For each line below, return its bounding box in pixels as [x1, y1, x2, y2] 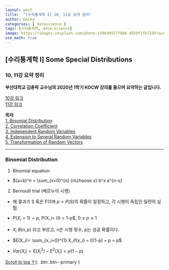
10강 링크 [5, 95, 24, 101]
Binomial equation [12, 167, 50, 174]
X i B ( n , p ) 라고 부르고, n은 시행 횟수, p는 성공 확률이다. [12, 226, 120, 234]
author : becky [5, 17, 35, 22]
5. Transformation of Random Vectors [5, 139, 83, 145]
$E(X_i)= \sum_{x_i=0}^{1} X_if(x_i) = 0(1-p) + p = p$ [12, 237, 122, 243]
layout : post [5, 7, 33, 13]
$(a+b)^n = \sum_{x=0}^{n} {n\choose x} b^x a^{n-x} [12, 177, 122, 183]
